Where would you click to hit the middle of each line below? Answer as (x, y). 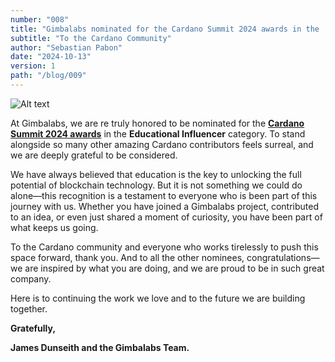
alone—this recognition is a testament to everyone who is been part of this (164, 195)
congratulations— (283, 257)
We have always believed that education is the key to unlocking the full (156, 174)
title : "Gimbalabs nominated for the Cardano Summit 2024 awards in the (165, 29)
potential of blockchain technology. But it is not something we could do (156, 185)
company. (31, 278)
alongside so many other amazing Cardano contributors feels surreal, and (162, 144)
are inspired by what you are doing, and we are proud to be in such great (174, 268)
